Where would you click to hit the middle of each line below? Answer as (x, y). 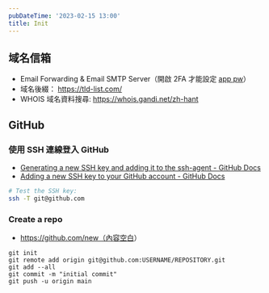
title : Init (28, 23)
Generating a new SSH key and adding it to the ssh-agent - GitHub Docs (140, 167)
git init (23, 253)
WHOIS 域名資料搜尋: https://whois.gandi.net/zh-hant (109, 99)
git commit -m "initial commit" (63, 274)
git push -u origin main (50, 282)
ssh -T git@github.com (46, 199)
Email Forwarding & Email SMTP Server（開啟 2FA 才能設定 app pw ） (135, 79)
